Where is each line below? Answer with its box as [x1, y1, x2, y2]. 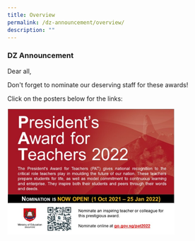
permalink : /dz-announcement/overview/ [7, 18, 125, 26]
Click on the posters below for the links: [7, 94, 123, 103]
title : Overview [7, 11, 55, 18]
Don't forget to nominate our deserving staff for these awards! [7, 80, 189, 89]
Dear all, [7, 67, 32, 75]
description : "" [7, 26, 55, 33]
